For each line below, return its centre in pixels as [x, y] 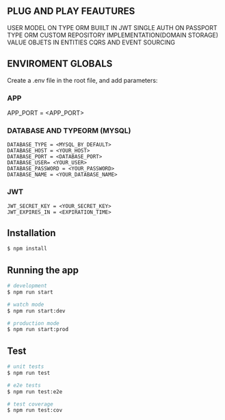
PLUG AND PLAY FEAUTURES [71, 11]
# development [27, 286]
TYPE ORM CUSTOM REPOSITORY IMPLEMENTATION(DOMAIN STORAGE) [113, 35]
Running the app [43, 270]
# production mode [33, 323]
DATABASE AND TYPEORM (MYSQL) [69, 131]
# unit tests [26, 367]
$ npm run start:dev [37, 311]
